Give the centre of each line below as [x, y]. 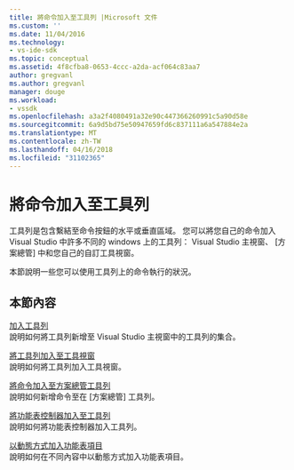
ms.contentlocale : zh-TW [55, 141]
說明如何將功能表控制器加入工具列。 [75, 426]
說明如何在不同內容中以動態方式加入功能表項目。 [99, 457]
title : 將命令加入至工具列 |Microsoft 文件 [83, 17]
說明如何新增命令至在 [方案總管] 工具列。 [84, 397]
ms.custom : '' [36, 26]
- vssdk [24, 108]
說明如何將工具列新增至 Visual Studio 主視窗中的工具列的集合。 [125, 337]
